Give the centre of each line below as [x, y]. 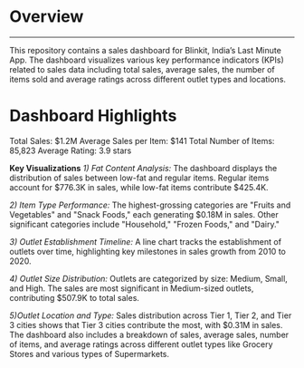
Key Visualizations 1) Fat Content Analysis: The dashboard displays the [143, 168]
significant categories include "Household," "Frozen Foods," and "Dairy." [145, 224]
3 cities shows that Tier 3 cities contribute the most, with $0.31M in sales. [146, 324]
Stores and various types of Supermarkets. [90, 353]
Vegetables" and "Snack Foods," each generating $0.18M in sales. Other [144, 214]
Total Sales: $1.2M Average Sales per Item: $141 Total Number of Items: [142, 140]
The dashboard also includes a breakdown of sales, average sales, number [149, 334]
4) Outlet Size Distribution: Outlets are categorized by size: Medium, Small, [148, 278]
